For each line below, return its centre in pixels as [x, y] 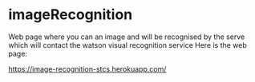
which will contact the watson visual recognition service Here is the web [127, 45]
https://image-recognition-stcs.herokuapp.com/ [87, 68]
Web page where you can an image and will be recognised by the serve [127, 37]
